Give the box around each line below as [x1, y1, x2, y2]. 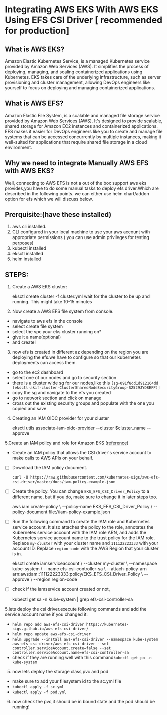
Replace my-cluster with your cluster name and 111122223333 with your [12, 540, 159, 546]
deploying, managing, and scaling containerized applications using [5, 69, 143, 75]
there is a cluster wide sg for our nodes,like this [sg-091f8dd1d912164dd [12, 380, 159, 386]
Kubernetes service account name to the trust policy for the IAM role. [12, 535, 155, 541]
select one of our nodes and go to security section [12, 375, 117, 381]
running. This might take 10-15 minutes [12, 299, 92, 305]
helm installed [12, 256, 41, 262]
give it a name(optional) [12, 334, 61, 340]
